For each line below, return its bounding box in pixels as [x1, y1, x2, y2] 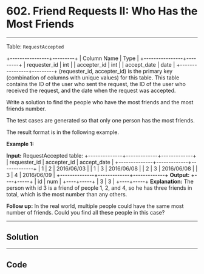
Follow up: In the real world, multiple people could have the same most [6, 202, 184, 210]
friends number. [6, 105, 47, 112]
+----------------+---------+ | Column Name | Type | [6, 55, 139, 62]
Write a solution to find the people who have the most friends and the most [6, 98, 194, 105]
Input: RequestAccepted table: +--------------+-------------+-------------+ [6, 152, 197, 159]
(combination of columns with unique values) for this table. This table [6, 74, 180, 81]
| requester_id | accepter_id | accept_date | [6, 158, 114, 165]
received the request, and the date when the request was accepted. [6, 87, 176, 94]
